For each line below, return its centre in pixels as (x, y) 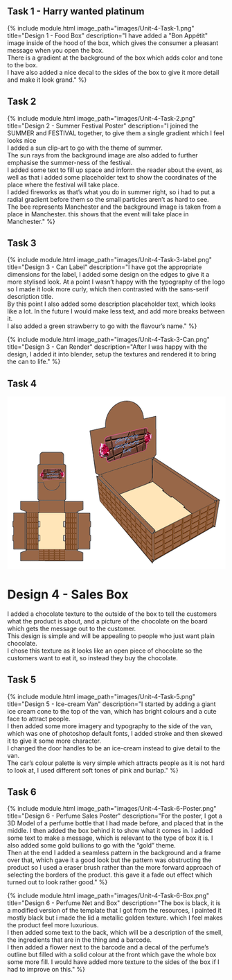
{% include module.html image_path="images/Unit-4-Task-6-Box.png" (108, 896)
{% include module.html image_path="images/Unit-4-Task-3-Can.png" (108, 340)
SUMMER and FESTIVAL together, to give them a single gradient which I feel (116, 133)
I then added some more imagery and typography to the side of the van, (110, 726)
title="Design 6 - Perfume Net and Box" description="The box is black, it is (114, 903)
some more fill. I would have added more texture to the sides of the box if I (113, 962)
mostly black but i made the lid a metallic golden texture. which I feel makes (115, 918)
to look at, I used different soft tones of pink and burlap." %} (93, 770)
